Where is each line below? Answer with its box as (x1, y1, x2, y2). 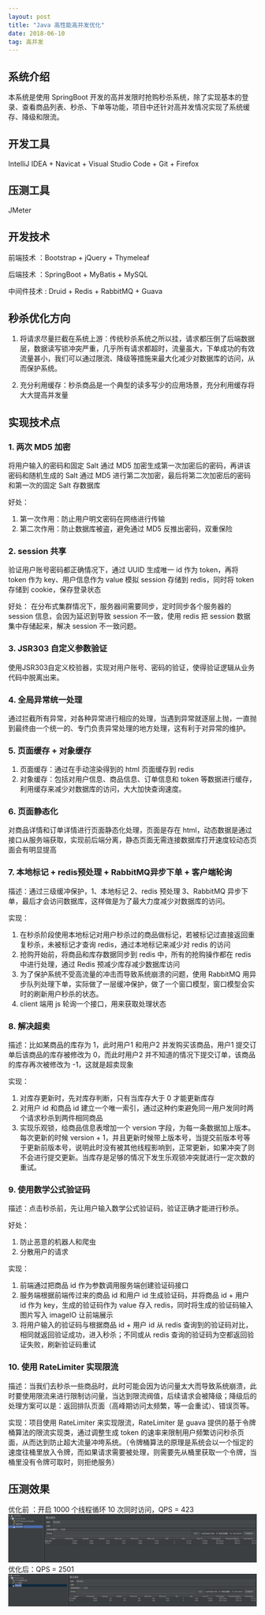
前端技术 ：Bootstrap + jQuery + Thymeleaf (8, 253, 150, 262)
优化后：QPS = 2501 (8, 1564, 75, 1574)
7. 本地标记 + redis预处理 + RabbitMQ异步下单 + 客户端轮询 (8, 867, 233, 878)
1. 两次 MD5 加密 (8, 441, 71, 452)
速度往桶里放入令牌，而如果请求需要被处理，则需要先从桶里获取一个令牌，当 (8, 1447, 257, 1457)
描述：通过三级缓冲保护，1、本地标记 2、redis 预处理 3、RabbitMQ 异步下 (8, 886, 248, 896)
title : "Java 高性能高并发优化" (8, 21, 105, 29)
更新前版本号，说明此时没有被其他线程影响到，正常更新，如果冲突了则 (26, 1143, 255, 1153)
